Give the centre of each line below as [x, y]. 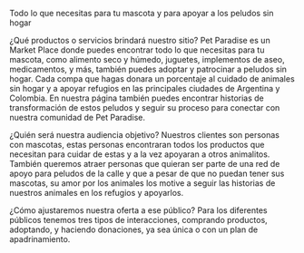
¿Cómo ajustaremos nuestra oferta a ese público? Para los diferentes [138, 210]
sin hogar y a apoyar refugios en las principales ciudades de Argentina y [145, 88]
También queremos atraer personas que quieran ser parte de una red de [145, 164]
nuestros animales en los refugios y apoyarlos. [97, 193]
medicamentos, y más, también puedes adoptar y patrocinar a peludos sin [148, 69]
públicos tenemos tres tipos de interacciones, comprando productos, [138, 220]
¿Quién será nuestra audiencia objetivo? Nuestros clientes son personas [144, 135]
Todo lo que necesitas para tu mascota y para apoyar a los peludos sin [142, 13]
